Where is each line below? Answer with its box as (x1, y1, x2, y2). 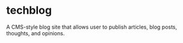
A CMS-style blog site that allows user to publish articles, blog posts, (6, 23, 178, 30)
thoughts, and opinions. (6, 29, 65, 36)
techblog (6, 4, 52, 17)
